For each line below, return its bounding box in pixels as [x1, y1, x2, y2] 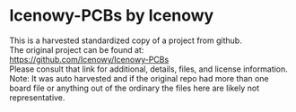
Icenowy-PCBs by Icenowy [9, 5, 214, 26]
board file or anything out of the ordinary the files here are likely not [9, 82, 260, 93]
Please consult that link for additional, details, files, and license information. [9, 64, 289, 74]
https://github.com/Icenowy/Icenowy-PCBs [9, 54, 170, 65]
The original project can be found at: [9, 44, 144, 55]
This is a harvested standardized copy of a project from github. [9, 35, 242, 46]
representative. [9, 91, 65, 103]
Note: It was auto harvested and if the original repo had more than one [9, 73, 269, 83]
